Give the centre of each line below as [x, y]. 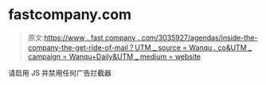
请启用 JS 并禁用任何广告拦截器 [60, 72]
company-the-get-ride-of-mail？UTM [89, 47]
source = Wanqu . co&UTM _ [205, 47]
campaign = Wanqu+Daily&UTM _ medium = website [114, 56]
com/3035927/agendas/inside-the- [199, 37]
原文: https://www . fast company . [84, 37]
